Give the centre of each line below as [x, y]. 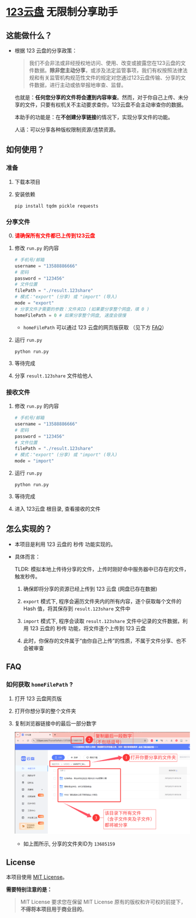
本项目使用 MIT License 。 [37, 877]
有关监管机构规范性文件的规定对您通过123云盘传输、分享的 [110, 78]
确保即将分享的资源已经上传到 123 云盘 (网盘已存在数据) [90, 589]
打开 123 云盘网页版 [38, 698]
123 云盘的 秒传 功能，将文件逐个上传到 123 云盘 [88, 628]
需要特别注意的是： [29, 889]
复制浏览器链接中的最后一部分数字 [55, 723]
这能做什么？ [29, 35]
